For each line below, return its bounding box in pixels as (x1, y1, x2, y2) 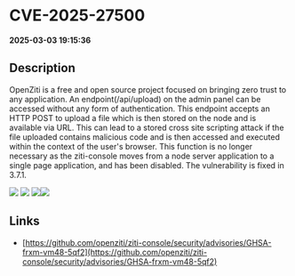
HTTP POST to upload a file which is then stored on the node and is (9, 112, 257, 123)
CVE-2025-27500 (9, 5, 146, 26)
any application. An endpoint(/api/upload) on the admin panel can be (9, 93, 261, 104)
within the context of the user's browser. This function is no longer (9, 141, 253, 151)
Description (9, 61, 76, 76)
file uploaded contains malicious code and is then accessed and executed (9, 131, 280, 142)
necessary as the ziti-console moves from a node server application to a (9, 150, 275, 161)
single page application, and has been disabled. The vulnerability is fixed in (9, 159, 284, 170)
